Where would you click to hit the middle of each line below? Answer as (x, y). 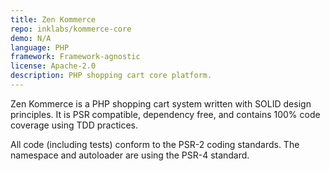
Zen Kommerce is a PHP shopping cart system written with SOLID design (161, 103)
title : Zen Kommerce (53, 19)
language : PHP (40, 47)
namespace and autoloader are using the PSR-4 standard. (130, 155)
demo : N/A (31, 38)
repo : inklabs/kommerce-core (71, 29)
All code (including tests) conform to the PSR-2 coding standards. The (155, 144)
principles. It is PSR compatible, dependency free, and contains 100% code (165, 114)
